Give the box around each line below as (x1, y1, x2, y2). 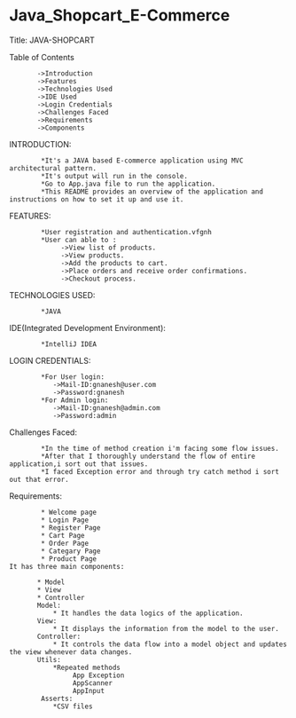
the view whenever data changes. (9, 647, 133, 657)
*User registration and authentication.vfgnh (41, 227, 213, 236)
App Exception (72, 671, 125, 680)
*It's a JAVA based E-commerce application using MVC (41, 156, 244, 165)
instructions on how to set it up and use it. (9, 194, 184, 204)
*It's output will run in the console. (41, 171, 189, 180)
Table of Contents (9, 51, 75, 62)
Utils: (36, 655, 62, 664)
